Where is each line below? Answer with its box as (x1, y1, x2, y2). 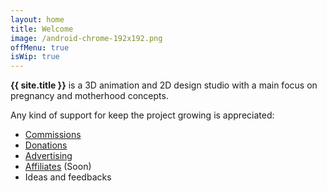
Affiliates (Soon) (24, 161, 92, 173)
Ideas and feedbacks (24, 171, 112, 183)
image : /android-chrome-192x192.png (10, 33, 163, 43)
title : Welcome (10, 24, 74, 34)
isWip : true (10, 52, 60, 62)
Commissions (24, 129, 82, 141)
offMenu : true (10, 42, 70, 53)
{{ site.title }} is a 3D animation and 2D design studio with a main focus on (10, 79, 318, 91)
